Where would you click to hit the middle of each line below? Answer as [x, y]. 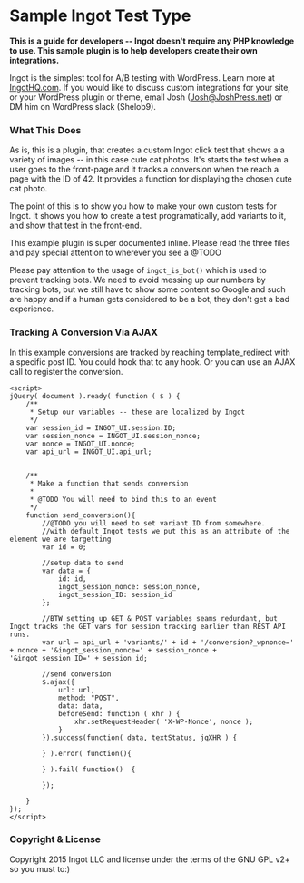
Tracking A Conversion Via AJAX [84, 332]
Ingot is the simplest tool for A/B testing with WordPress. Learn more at [142, 77]
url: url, [76, 690]
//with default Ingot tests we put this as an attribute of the [166, 531]
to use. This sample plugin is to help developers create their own [133, 50]
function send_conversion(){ [81, 515]
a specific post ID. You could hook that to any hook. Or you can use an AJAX [152, 362]
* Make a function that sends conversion [109, 483]
